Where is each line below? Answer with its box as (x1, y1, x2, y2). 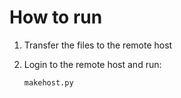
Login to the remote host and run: (23, 58, 162, 70)
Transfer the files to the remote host (23, 39, 173, 51)
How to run (9, 6, 103, 29)
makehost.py (23, 77, 74, 88)
